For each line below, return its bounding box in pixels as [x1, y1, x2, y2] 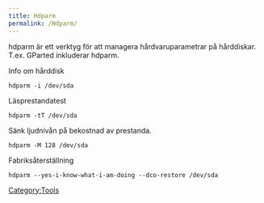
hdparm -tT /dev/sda [8, 111, 78, 120]
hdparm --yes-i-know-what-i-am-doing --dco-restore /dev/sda [8, 171, 219, 179]
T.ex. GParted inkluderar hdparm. [8, 50, 119, 60]
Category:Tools [8, 185, 60, 195]
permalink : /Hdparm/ [8, 19, 78, 27]
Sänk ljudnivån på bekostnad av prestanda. [8, 125, 152, 135]
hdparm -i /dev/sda [8, 82, 74, 90]
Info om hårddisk [8, 66, 65, 75]
